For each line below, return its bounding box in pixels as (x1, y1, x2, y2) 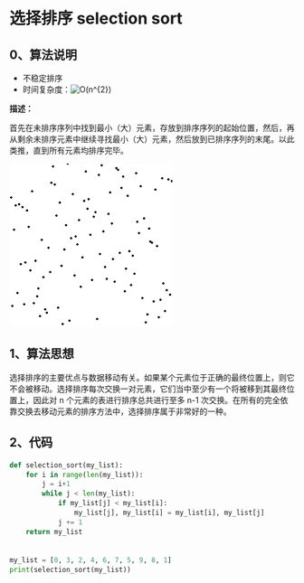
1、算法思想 (9, 346, 75, 362)
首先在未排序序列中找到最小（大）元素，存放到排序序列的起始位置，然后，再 (9, 123, 295, 133)
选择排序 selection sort (9, 8, 183, 29)
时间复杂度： (22, 84, 71, 95)
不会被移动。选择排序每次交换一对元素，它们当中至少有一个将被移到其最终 (9, 383, 287, 394)
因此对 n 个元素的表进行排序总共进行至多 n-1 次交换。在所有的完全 (33, 394, 280, 405)
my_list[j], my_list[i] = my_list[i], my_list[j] (73, 508, 265, 517)
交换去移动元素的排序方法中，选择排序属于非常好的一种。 (16, 406, 232, 417)
